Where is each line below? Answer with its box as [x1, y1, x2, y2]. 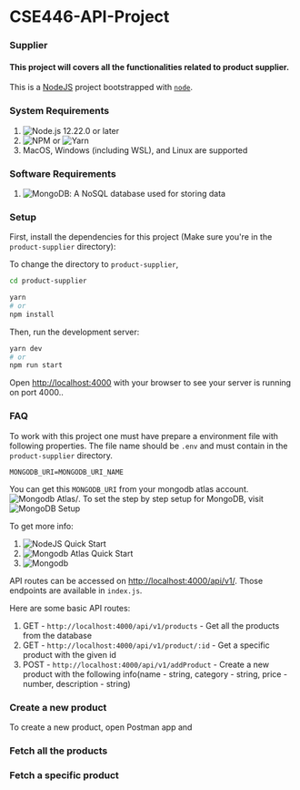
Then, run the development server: [9, 326, 140, 337]
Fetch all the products [9, 744, 108, 757]
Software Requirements [9, 167, 116, 180]
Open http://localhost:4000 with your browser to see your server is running [9, 377, 292, 388]
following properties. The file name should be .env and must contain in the [9, 440, 288, 451]
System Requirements [9, 105, 110, 118]
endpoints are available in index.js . [9, 585, 143, 596]
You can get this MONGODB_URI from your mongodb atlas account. [9, 483, 249, 494]
